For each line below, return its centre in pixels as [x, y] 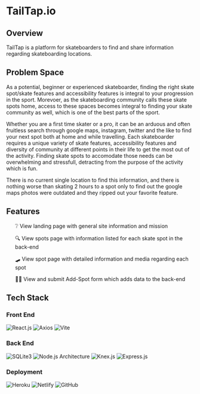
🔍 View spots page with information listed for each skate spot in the [99, 238]
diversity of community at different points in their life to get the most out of [98, 149]
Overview [25, 33]
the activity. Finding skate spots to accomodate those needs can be [90, 155]
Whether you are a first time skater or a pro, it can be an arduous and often [98, 124]
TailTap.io [31, 11]
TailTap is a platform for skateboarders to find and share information [90, 47]
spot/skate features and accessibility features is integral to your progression [100, 93]
